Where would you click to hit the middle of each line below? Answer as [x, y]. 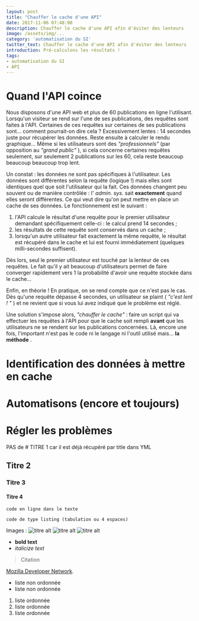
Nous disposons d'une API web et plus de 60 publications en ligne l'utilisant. [99, 113]
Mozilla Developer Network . [40, 571]
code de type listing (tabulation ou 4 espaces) [67, 520]
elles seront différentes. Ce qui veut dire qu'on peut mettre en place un [92, 200]
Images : [17, 530]
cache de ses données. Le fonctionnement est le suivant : [76, 206]
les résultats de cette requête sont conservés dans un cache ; [90, 230]
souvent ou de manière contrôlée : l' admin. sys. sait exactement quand [94, 193]
